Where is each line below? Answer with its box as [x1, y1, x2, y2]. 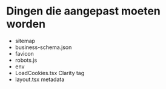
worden [6, 17, 46, 31]
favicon [15, 50, 35, 57]
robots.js [15, 56, 38, 64]
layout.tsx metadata [15, 76, 65, 83]
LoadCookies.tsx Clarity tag [15, 69, 85, 76]
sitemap [15, 37, 35, 44]
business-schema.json [15, 44, 72, 51]
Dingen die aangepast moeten [6, 4, 161, 18]
